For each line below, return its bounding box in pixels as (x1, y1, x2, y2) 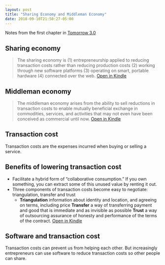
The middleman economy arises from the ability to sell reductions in (17, 100, 155, 106)
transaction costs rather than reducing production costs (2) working (17, 63, 155, 68)
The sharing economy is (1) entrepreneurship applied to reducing (17, 57, 149, 63)
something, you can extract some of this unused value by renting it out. (12, 181, 157, 187)
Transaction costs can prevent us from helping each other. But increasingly (5, 245, 158, 251)
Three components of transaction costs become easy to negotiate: (12, 186, 148, 192)
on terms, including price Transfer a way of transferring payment (19, 202, 152, 208)
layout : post (5, 7, 32, 12)
